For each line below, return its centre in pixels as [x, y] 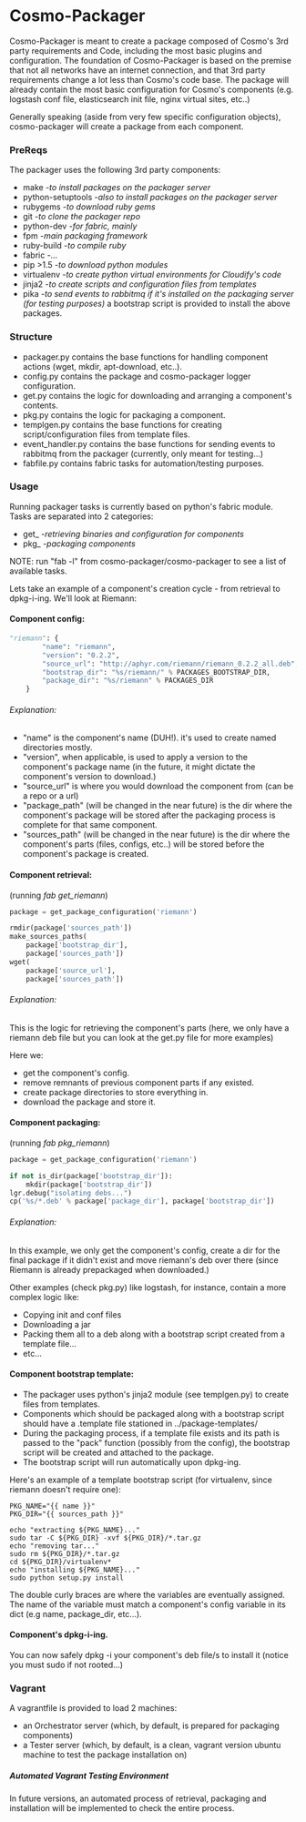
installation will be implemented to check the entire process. [122, 1808]
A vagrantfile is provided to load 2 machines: [93, 1708]
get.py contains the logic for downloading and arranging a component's [157, 395]
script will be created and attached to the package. [118, 1452]
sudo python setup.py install [67, 1578]
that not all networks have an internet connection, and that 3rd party [138, 70]
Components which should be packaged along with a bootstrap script [153, 1413]
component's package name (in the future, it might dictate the [139, 767]
